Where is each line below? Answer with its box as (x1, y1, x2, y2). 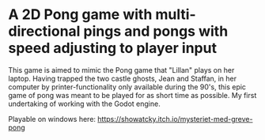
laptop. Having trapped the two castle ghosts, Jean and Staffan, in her (8, 74, 237, 83)
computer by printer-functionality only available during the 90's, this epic (8, 81, 247, 92)
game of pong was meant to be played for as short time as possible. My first (8, 90, 257, 100)
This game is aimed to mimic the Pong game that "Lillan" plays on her (8, 65, 235, 74)
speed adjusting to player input (8, 40, 218, 57)
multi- (155, 6, 196, 24)
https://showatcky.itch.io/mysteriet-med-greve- (97, 114, 253, 123)
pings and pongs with (83, 22, 229, 40)
